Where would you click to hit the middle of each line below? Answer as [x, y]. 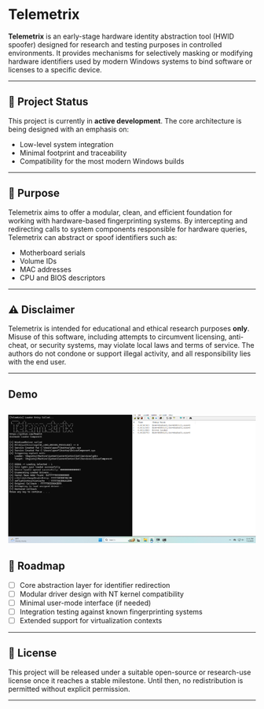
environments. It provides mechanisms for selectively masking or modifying [130, 53]
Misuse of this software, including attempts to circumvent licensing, [117, 337]
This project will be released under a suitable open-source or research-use [130, 672]
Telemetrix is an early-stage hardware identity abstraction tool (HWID [121, 36]
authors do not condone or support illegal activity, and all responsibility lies [130, 354]
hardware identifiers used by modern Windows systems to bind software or [130, 61]
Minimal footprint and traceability [73, 153]
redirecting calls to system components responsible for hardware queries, [128, 229]
